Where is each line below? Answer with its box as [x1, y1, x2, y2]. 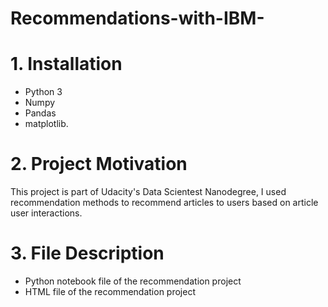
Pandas [24, 107, 57, 119]
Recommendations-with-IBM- [10, 7, 265, 30]
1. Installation [10, 53, 123, 76]
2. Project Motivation [10, 153, 188, 176]
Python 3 [24, 86, 63, 98]
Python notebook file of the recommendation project [24, 275, 242, 287]
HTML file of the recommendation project [24, 286, 196, 297]
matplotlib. [24, 118, 69, 130]
